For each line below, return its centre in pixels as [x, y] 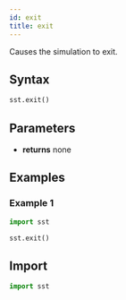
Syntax [29, 79]
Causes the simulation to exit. [63, 51]
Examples [37, 178]
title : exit [31, 26]
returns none [46, 150]
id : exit [25, 17]
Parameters [42, 128]
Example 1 [32, 203]
